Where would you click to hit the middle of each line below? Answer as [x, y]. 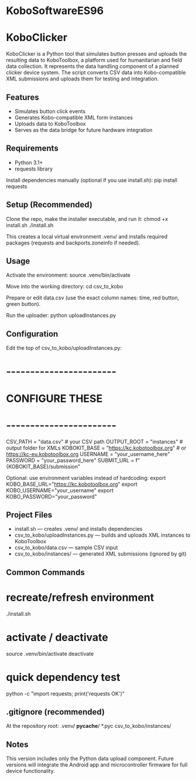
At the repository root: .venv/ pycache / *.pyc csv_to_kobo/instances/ [89, 726]
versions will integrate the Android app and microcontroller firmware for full [97, 765]
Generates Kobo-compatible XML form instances [74, 117]
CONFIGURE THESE [54, 398]
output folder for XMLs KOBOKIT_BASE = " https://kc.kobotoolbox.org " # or [96, 448]
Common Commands [45, 572]
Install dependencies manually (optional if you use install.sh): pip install [92, 180]
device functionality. [30, 771]
